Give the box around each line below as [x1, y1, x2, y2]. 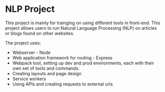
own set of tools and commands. [12, 65, 80, 71]
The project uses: [5, 40, 41, 46]
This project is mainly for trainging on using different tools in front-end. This [5, 20, 161, 26]
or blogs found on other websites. [5, 30, 75, 36]
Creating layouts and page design [12, 70, 82, 76]
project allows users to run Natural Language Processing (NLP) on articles [5, 25, 157, 31]
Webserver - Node [12, 49, 51, 55]
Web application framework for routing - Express [12, 54, 113, 60]
